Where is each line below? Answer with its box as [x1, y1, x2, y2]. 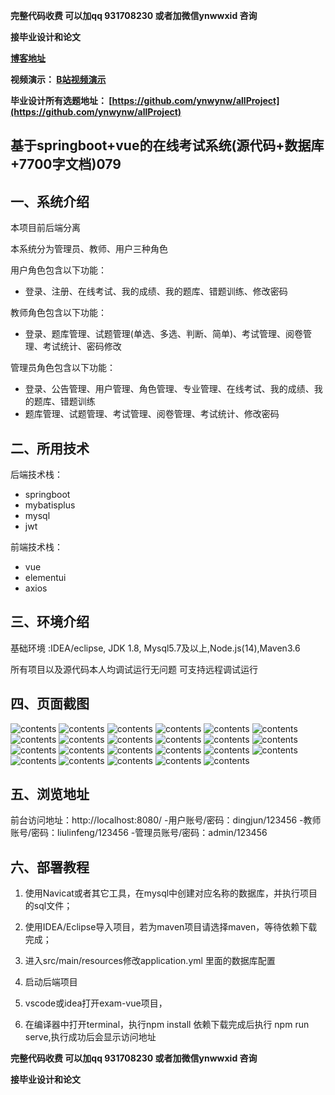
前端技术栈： [10, 541, 63, 553]
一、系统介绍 [10, 193, 90, 210]
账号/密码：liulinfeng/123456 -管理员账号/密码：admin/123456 [10, 827, 268, 839]
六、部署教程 [10, 859, 90, 876]
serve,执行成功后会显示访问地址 [24, 1031, 157, 1043]
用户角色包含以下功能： [10, 264, 107, 276]
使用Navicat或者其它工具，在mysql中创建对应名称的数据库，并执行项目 [24, 887, 318, 899]
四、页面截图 [10, 695, 90, 713]
